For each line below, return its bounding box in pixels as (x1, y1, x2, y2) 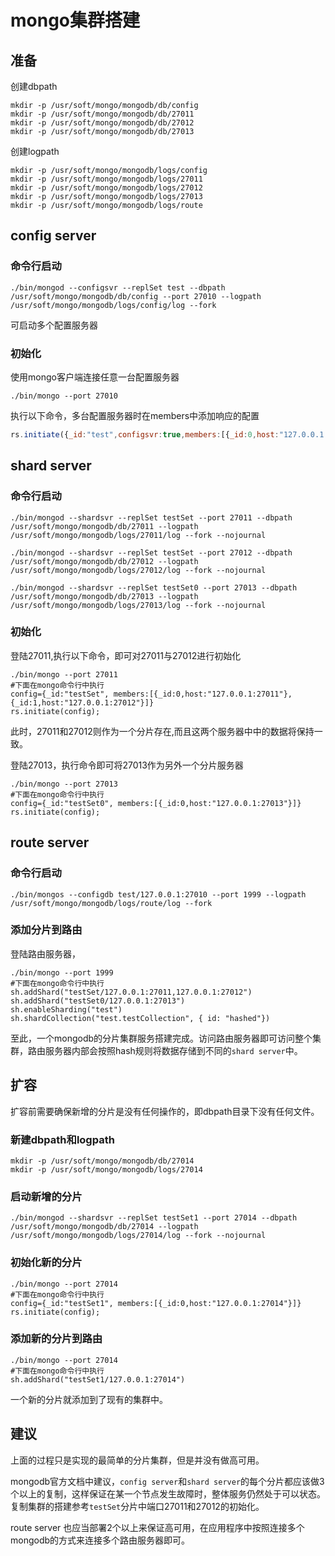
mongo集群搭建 (10, 9, 141, 32)
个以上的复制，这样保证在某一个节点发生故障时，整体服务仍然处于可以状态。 (10, 1487, 326, 1500)
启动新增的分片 (10, 1189, 83, 1203)
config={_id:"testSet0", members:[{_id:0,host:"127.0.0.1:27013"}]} (10, 798, 302, 808)
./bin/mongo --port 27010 (10, 391, 118, 401)
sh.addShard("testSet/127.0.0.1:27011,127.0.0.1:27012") (10, 987, 253, 997)
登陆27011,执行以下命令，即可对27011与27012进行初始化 (10, 649, 242, 661)
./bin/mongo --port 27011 (10, 669, 118, 680)
